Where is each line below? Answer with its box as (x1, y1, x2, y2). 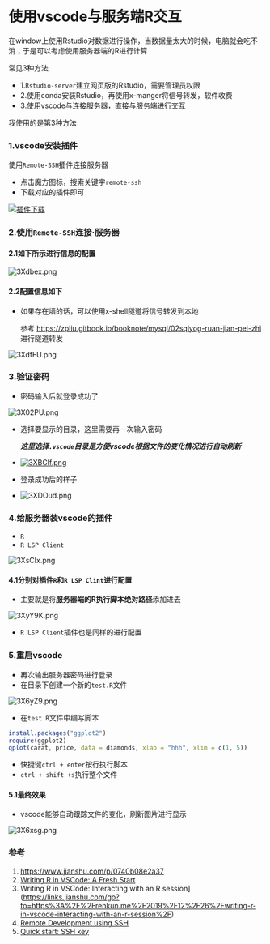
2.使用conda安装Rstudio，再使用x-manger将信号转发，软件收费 (19, 90, 233, 100)
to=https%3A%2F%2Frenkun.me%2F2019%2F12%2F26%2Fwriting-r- (19, 900, 257, 910)
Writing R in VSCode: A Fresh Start (19, 874, 136, 884)
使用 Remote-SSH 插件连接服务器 (8, 160, 109, 170)
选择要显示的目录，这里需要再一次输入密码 (19, 424, 162, 434)
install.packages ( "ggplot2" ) (8, 728, 107, 737)
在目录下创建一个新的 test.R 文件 (19, 680, 128, 690)
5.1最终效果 (8, 789, 46, 799)
